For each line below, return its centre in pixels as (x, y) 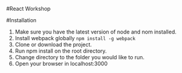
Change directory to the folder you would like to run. (80, 57)
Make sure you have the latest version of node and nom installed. (96, 32)
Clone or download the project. (53, 45)
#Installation (22, 20)
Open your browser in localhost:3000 (61, 63)
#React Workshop (29, 9)
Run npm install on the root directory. (61, 51)
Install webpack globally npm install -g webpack (75, 38)
